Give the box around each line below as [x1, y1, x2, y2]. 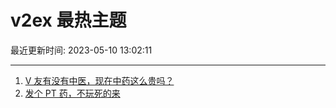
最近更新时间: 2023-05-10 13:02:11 [10, 44, 153, 56]
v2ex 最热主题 [10, 9, 127, 32]
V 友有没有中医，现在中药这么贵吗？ [24, 74, 175, 86]
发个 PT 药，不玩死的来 [24, 87, 121, 99]
